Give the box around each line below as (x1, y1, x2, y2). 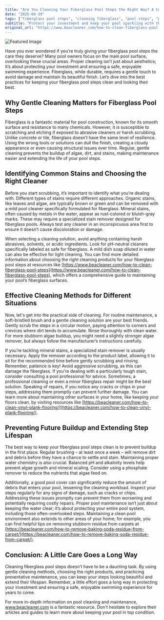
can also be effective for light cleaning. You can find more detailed (5, 251, 139, 257)
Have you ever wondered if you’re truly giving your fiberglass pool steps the (5, 48, 158, 54)
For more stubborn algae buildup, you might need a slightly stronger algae (5, 333, 154, 339)
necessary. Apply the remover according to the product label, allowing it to (5, 352, 155, 359)
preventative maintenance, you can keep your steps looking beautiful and (5, 574, 153, 580)
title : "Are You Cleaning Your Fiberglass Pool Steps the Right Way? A (5, 7, 154, 12)
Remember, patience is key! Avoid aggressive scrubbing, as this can (5, 363, 142, 369)
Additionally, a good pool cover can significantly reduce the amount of (5, 480, 146, 485)
